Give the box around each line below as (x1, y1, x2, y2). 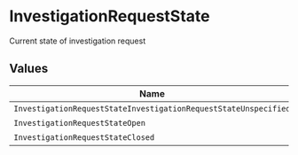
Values (9, 61, 49, 76)
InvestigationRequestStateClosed (13, 132, 155, 143)
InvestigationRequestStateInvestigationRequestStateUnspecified (13, 104, 291, 113)
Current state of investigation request (9, 35, 146, 46)
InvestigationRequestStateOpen (13, 118, 146, 128)
